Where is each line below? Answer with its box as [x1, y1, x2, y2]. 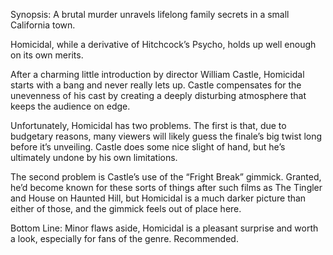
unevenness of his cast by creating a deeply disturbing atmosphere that [10, 90, 307, 101]
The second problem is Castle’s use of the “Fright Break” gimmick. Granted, [10, 171, 322, 183]
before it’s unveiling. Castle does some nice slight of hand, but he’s [10, 141, 286, 153]
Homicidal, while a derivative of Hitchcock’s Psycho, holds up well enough [10, 39, 317, 50]
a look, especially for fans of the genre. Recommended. [10, 233, 239, 244]
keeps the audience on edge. [10, 100, 131, 112]
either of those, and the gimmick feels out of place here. [10, 203, 242, 214]
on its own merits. [10, 49, 84, 61]
